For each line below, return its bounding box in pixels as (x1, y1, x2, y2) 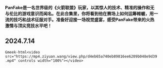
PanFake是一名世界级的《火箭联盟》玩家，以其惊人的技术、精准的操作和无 (5, 5, 154, 10)
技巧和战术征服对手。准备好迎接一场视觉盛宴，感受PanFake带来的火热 (13, 17, 154, 22)
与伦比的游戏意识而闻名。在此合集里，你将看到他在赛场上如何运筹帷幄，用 (5, 11, 154, 16)
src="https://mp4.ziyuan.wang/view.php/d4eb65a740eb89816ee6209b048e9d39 (5, 54, 158, 59)
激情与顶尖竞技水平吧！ (5, 23, 52, 28)
